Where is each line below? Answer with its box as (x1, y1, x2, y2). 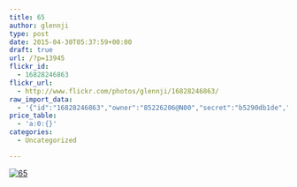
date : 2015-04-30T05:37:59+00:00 (9, 37, 133, 47)
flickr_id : (9, 63, 49, 71)
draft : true (9, 46, 53, 55)
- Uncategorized (17, 136, 77, 145)
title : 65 (9, 12, 46, 22)
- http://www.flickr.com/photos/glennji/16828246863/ (17, 86, 219, 95)
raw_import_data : (9, 94, 73, 104)
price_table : (9, 111, 57, 120)
